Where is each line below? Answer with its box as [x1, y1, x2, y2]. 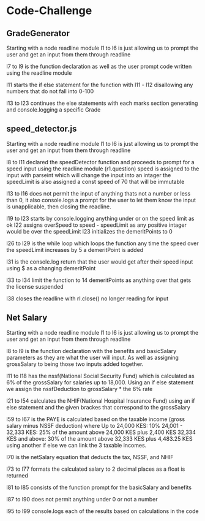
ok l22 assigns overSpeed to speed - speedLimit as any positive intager [6, 221, 187, 229]
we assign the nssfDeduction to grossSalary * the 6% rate [6, 385, 153, 392]
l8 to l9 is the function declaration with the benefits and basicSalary [6, 347, 177, 354]
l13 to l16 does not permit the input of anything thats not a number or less [6, 189, 191, 197]
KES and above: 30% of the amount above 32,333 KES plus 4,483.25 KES [6, 435, 193, 442]
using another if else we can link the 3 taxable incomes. [6, 441, 147, 449]
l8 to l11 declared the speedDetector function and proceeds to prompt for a [6, 158, 195, 165]
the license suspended [6, 283, 64, 290]
